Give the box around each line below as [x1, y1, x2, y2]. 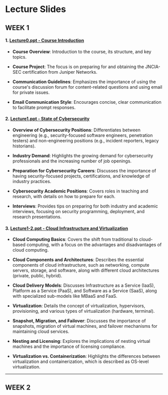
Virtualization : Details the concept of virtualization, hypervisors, [12, 303, 145, 309]
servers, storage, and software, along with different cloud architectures [12, 267, 159, 274]
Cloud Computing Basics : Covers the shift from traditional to [12, 237, 138, 243]
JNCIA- [144, 64, 161, 70]
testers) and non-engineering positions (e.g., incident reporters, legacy [12, 137, 159, 143]
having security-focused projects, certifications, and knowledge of [12, 173, 150, 179]
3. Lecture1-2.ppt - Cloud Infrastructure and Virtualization [5, 225, 128, 231]
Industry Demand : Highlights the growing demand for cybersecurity [12, 152, 153, 158]
